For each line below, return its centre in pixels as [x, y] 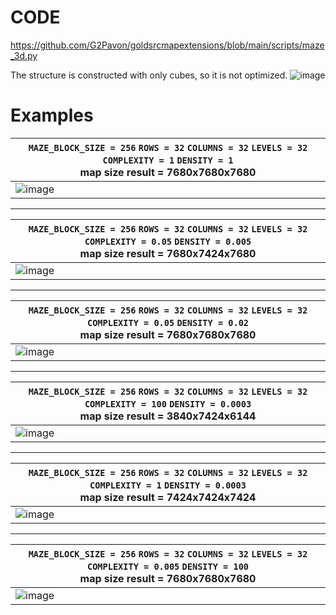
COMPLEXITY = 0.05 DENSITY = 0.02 [167, 322]
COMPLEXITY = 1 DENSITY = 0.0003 [168, 485]
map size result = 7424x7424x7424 [168, 497]
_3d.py [24, 55]
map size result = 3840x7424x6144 [168, 416]
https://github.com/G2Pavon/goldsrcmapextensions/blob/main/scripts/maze [167, 45]
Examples [52, 115]
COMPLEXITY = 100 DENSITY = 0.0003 [168, 404]
